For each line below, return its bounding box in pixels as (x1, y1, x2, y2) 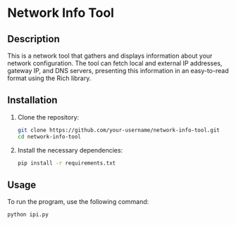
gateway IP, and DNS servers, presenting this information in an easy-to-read (7, 67, 229, 75)
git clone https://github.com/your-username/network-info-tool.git (17, 127, 220, 134)
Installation (7, 94, 58, 106)
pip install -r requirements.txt (17, 160, 116, 167)
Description (7, 33, 60, 45)
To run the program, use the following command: (7, 198, 149, 206)
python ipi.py (7, 211, 49, 219)
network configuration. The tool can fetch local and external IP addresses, (7, 59, 223, 67)
